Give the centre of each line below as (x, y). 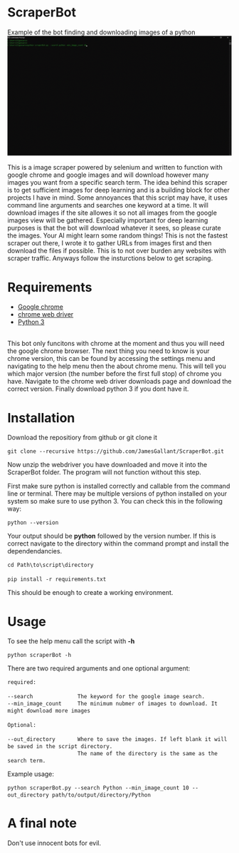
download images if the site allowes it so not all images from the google (112, 213)
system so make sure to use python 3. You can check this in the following (115, 501)
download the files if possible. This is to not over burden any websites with (117, 251)
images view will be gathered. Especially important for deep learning (108, 220)
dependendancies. (35, 551)
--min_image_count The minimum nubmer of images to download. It (113, 704)
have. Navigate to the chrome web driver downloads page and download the (119, 382)
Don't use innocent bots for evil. (54, 843)
